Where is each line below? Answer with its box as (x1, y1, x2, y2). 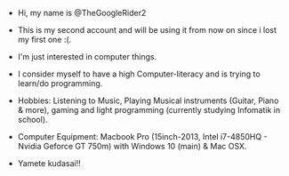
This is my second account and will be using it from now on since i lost (17, 25, 277, 35)
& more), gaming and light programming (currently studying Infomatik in (17, 105, 281, 115)
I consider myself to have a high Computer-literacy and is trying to (17, 68, 261, 79)
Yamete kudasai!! (17, 158, 82, 168)
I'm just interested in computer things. (17, 52, 157, 61)
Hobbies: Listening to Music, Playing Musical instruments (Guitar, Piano (17, 95, 279, 106)
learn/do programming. (17, 78, 103, 88)
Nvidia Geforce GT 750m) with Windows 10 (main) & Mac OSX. (17, 141, 247, 151)
